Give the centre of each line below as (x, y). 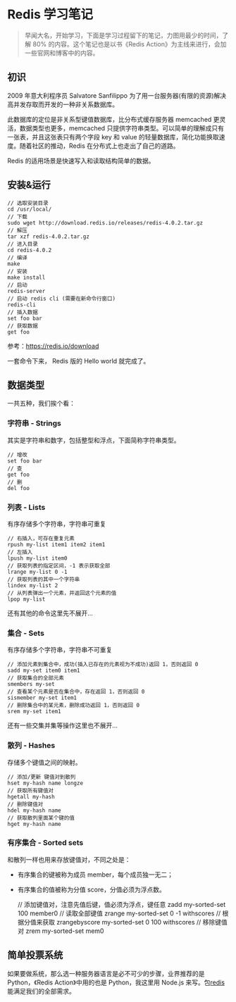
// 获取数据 (23, 326)
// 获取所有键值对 (31, 790)
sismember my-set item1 (42, 698)
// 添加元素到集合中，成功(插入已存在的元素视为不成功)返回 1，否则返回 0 (103, 665)
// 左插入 (20, 552)
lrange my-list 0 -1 (38, 572)
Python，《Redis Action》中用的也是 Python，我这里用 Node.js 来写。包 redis (116, 982)
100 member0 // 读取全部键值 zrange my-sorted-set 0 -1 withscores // (119, 913)
